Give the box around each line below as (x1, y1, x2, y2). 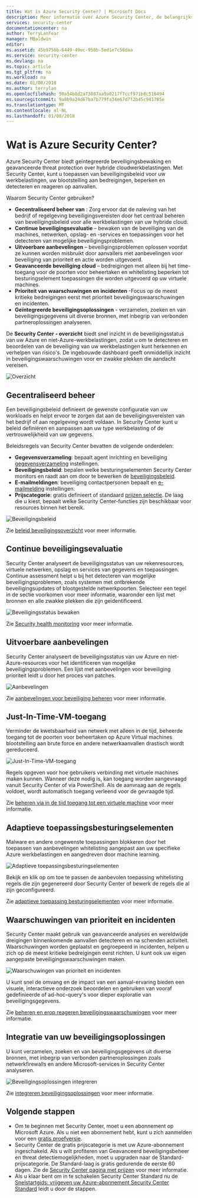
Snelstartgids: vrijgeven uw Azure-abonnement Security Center (14, 1179, 169, 1186)
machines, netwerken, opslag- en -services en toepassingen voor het (14, 231, 184, 238)
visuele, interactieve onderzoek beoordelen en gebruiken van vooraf (6, 985, 172, 992)
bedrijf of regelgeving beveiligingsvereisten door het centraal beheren (14, 212, 185, 219)
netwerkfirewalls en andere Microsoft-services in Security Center (6, 1060, 165, 1068)
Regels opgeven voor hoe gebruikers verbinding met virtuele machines (6, 769, 179, 776)
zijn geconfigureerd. (6, 886, 55, 893)
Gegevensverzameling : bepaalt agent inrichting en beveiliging (14, 454, 167, 461)
